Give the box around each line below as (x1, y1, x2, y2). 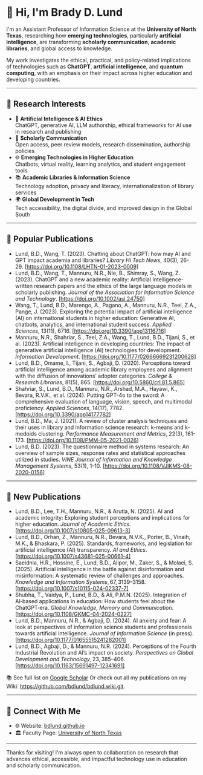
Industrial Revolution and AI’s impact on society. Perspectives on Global (14, 649, 193, 656)
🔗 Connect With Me (6, 706, 81, 716)
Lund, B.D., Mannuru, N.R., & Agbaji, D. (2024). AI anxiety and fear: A (14, 617, 187, 624)
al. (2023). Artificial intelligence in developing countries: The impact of (14, 340, 191, 347)
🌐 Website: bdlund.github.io (14, 722, 85, 730)
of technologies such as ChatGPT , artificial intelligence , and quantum (6, 63, 183, 70)
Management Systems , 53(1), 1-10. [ (14, 462, 105, 469)
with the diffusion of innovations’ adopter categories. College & (14, 372, 173, 379)
